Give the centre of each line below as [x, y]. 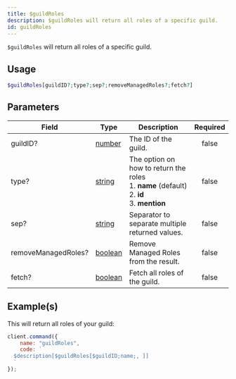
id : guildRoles [29, 27]
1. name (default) [158, 185]
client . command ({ [33, 336]
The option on [152, 159]
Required [210, 127]
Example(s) [33, 307]
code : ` [31, 349]
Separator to [150, 214]
